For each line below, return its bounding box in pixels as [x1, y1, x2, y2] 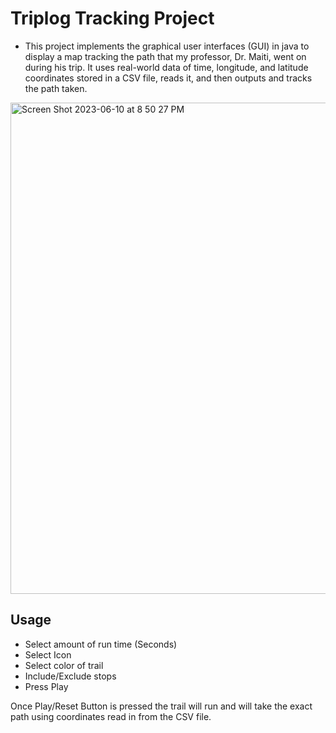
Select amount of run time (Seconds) [24, 638, 178, 650]
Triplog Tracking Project [10, 7, 215, 30]
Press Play [24, 680, 69, 692]
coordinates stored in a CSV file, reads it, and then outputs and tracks [24, 72, 313, 84]
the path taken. [24, 82, 88, 94]
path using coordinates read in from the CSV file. [10, 710, 212, 722]
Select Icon [24, 648, 72, 661]
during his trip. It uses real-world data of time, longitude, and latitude [24, 61, 309, 73]
